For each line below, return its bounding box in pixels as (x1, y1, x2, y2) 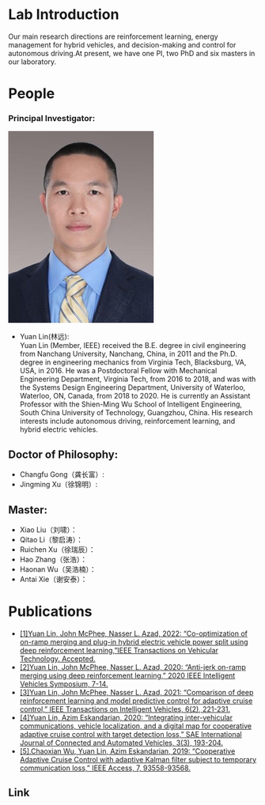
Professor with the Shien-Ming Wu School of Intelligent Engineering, (19, 399, 243, 409)
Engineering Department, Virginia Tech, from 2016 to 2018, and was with (19, 374, 256, 384)
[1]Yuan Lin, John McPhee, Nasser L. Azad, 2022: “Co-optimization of (19, 629, 248, 638)
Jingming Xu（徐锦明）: (19, 480, 98, 489)
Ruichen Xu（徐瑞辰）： (19, 545, 96, 554)
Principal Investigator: (8, 113, 96, 124)
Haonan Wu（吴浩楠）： (19, 565, 97, 574)
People (8, 85, 55, 103)
